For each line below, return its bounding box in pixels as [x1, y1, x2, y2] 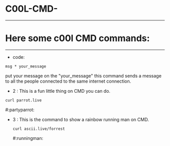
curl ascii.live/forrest [12, 126, 65, 131]
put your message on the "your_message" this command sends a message [5, 72, 162, 79]
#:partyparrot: [5, 106, 34, 113]
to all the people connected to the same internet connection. [5, 78, 132, 84]
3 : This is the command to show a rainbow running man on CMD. [12, 116, 149, 122]
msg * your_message [5, 64, 47, 69]
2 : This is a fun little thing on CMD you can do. [12, 88, 110, 94]
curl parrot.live [5, 97, 42, 103]
